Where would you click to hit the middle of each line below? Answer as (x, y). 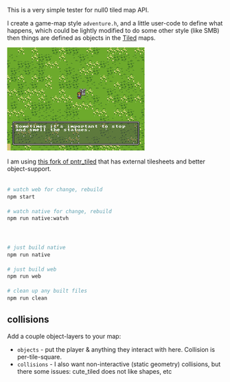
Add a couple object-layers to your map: (64, 336)
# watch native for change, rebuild (59, 211)
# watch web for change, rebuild (55, 189)
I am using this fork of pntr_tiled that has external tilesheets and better (106, 161)
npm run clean (27, 298)
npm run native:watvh (38, 218)
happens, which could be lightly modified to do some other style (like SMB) (113, 31)
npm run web (24, 277)
